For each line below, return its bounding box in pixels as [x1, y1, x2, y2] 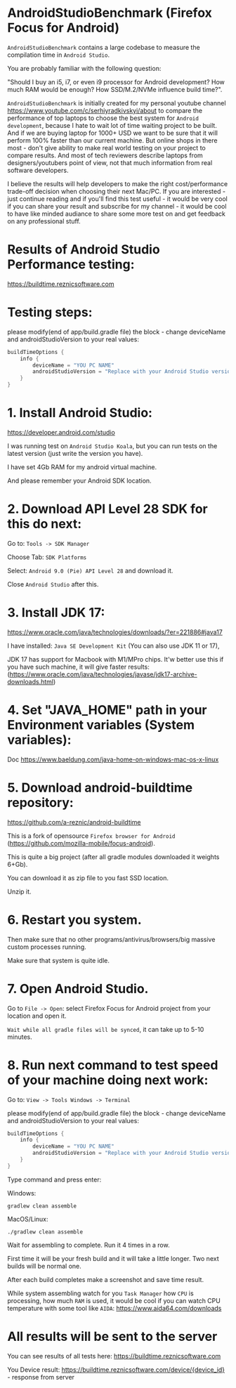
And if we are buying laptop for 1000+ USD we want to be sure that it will [7, 129, 218, 137]
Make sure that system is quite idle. [7, 956, 110, 964]
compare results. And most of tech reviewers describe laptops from [7, 151, 204, 159]
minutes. [7, 1033, 33, 1041]
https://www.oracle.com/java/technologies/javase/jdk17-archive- [9, 669, 198, 679]
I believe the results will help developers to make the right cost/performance [7, 179, 228, 188]
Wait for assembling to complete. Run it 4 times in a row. [7, 1240, 170, 1249]
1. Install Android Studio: [7, 405, 153, 421]
